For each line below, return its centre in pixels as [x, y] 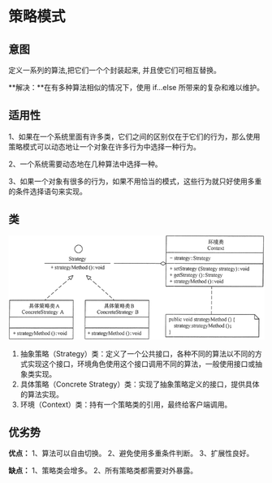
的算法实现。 [41, 394]
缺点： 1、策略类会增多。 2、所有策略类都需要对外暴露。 [103, 471]
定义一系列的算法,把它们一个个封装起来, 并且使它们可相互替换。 [115, 70]
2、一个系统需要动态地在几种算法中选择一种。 [85, 164]
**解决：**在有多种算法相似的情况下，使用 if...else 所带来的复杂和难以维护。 [136, 87]
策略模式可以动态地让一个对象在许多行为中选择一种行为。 [104, 146]
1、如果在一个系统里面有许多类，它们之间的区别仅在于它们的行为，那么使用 [134, 136]
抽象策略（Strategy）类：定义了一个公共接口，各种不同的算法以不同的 [138, 353]
